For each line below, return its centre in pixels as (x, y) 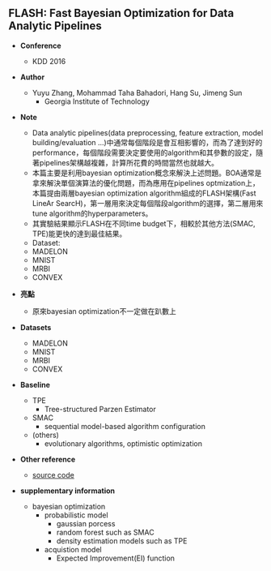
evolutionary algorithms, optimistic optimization (123, 443)
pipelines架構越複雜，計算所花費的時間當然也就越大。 (129, 162)
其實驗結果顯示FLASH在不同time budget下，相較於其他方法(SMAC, (144, 223)
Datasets (36, 327)
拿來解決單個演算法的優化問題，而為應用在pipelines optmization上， (146, 182)
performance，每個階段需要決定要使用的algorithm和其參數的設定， (144, 152)
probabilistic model (76, 515)
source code (53, 474)
